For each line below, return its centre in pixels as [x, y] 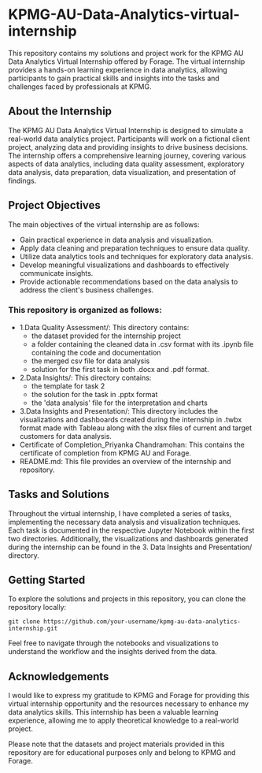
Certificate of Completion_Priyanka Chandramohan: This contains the [132, 444]
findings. [22, 180]
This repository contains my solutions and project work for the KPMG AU [126, 53]
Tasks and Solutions [59, 494]
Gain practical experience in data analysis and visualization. [116, 240]
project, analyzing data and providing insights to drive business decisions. [128, 147]
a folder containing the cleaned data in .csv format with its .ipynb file [142, 344]
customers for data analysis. [66, 436]
